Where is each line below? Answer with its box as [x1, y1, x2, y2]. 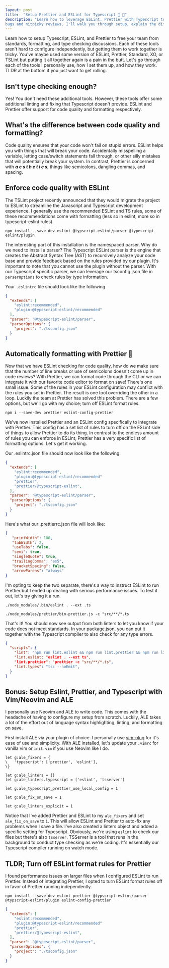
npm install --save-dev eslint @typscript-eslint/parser [5, 228, 127, 233]
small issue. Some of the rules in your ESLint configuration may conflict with [5, 384, 163, 390]
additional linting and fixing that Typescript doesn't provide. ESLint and [5, 101, 152, 107]
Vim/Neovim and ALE [5, 695, 73, 704]
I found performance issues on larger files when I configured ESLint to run [5, 873, 159, 879]
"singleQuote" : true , [12, 554, 57, 559]
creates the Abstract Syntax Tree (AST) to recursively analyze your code [5, 252, 156, 258]
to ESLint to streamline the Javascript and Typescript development [5, 202, 143, 209]
